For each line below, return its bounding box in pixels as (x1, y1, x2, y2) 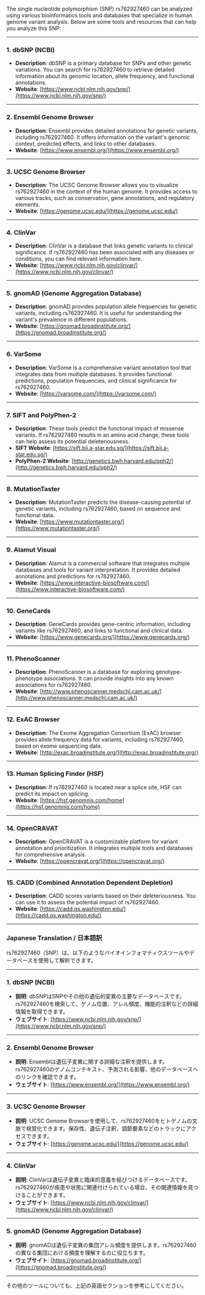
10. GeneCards (6, 607, 51, 615)
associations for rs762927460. (15, 681, 93, 688)
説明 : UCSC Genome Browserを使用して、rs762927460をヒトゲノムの (15, 1117, 192, 1124)
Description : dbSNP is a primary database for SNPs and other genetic (15, 59, 192, 67)
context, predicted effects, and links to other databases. (15, 140, 157, 147)
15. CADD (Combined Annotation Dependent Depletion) (6, 879, 173, 887)
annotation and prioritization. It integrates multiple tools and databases (15, 844, 193, 852)
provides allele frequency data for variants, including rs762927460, (15, 736, 185, 743)
